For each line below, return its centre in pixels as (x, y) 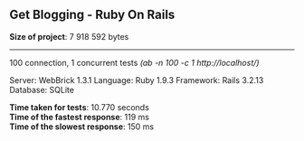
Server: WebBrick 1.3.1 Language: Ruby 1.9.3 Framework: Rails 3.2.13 (137, 80)
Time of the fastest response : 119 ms (79, 117)
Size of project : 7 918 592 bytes (69, 36)
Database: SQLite (42, 89)
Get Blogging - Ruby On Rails (92, 15)
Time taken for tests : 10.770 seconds (79, 107)
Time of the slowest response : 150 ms (82, 127)
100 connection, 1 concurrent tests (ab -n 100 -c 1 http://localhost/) (134, 62)
